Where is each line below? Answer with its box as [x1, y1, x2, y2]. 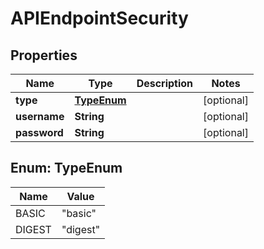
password [15, 126, 64, 139]
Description [136, 77, 194, 90]
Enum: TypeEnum [10, 160, 123, 177]
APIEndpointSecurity [10, 7, 189, 30]
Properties [10, 47, 78, 64]
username [15, 110, 65, 123]
